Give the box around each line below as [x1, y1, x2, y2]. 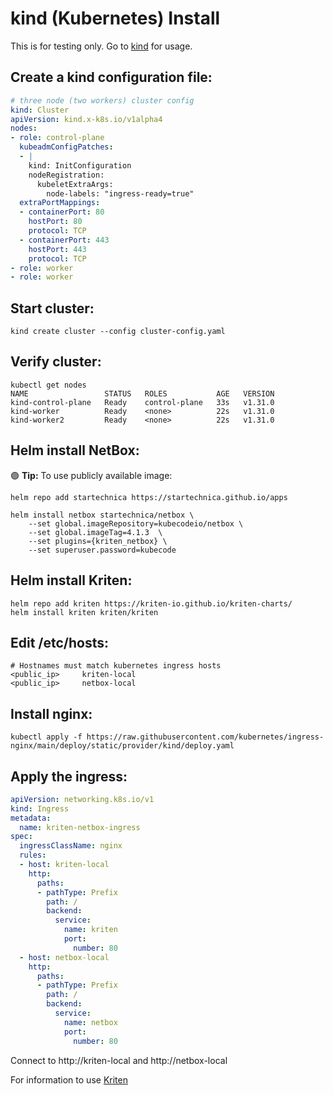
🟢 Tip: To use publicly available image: [10, 469, 173, 481]
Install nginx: [10, 705, 93, 722]
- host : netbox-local [19, 952, 110, 962]
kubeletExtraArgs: [36, 179, 114, 189]
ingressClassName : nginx [19, 841, 123, 851]
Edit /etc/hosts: [10, 634, 110, 651]
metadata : [10, 813, 52, 823]
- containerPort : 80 [19, 207, 105, 217]
